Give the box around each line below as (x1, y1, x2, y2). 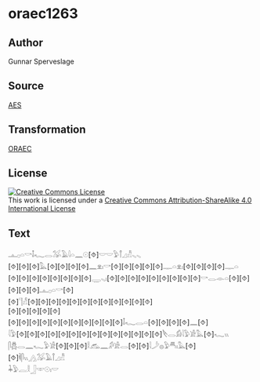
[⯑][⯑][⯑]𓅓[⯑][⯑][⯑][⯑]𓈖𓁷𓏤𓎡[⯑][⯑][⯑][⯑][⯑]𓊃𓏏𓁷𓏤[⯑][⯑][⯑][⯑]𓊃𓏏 (8, 262, 239, 271)
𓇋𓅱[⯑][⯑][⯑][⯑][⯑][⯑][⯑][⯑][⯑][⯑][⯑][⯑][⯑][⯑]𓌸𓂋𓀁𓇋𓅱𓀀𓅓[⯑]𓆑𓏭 (8, 329, 229, 339)
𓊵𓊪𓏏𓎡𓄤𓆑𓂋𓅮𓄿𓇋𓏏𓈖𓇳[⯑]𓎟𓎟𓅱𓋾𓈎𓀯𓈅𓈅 (8, 250, 142, 260)
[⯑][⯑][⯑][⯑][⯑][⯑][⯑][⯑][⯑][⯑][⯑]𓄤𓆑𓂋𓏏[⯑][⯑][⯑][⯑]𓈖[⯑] (8, 318, 209, 327)
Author (8, 36, 43, 49)
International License (8, 204, 76, 213)
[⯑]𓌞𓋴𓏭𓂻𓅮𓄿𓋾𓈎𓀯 (8, 353, 65, 362)
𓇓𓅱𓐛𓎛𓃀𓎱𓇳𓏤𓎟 (8, 365, 59, 374)
